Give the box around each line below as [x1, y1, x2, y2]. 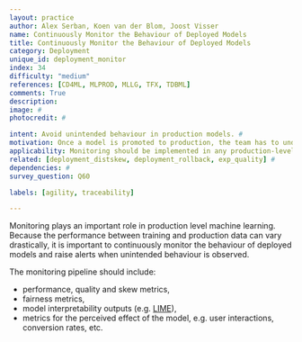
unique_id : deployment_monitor [9, 55, 127, 64]
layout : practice [9, 13, 75, 22]
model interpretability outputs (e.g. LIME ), [22, 303, 177, 314]
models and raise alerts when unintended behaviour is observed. [9, 249, 250, 260]
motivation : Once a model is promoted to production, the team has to [9, 139, 280, 148]
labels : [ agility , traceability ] [9, 188, 135, 197]
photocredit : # [9, 113, 67, 122]
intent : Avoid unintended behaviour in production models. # [9, 130, 244, 139]
